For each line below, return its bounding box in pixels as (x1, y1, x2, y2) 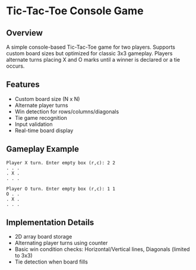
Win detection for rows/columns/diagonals (14, 108, 119, 115)
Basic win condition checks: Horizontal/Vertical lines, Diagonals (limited (14, 246, 190, 253)
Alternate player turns (14, 101, 68, 109)
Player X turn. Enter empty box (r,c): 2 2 (6, 160, 116, 166)
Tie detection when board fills (14, 258, 88, 265)
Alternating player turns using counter (14, 239, 108, 247)
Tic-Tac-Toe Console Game (6, 4, 144, 18)
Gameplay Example (6, 144, 79, 154)
